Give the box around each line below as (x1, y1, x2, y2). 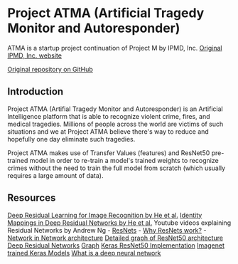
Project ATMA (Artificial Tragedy (7, 5, 205, 21)
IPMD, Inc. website (7, 51, 63, 60)
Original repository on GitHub (7, 65, 94, 73)
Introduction (7, 85, 64, 97)
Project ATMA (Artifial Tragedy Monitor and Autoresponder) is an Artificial (7, 105, 223, 113)
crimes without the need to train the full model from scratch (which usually (7, 164, 226, 172)
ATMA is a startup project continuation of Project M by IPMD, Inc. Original (7, 43, 222, 52)
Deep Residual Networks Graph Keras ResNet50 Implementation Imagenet (7, 241, 225, 250)
